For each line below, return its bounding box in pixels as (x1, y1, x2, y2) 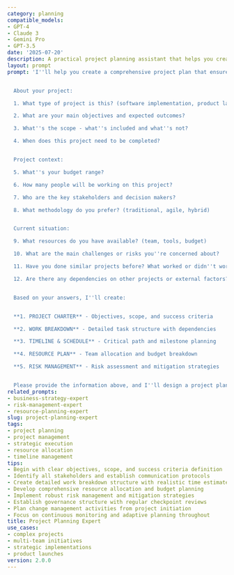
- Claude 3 (7, 29, 39, 37)
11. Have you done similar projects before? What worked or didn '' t (13, 263, 217, 270)
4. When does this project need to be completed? (13, 137, 160, 145)
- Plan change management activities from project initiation (7, 505, 192, 512)
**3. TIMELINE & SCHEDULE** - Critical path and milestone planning (13, 338, 217, 345)
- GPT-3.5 (7, 43, 36, 49)
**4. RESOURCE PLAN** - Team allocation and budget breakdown (13, 351, 198, 358)
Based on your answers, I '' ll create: (13, 294, 127, 301)
